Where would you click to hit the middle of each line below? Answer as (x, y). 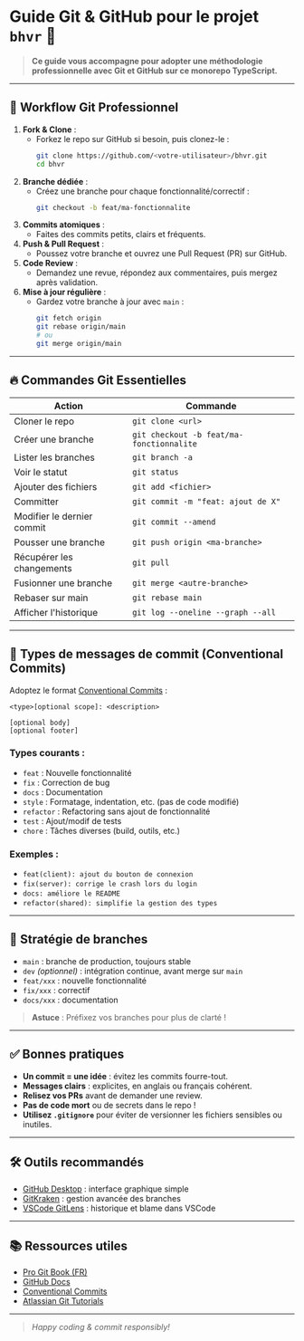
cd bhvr (50, 164)
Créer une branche (54, 439)
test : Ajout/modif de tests (72, 820)
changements (43, 568)
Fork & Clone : (49, 129)
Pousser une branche (60, 542)
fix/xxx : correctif (56, 990)
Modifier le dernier (53, 516)
